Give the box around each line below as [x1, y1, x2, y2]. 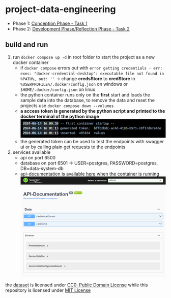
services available [12, 149, 51, 155]
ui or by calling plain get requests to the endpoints [20, 144, 126, 150]
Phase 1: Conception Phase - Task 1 [12, 20, 88, 26]
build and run [5, 41, 48, 49]
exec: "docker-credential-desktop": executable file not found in [20, 71, 164, 76]
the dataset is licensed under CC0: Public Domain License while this [5, 282, 148, 288]
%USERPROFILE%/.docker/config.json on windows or [20, 81, 128, 87]
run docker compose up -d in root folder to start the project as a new [12, 54, 155, 60]
